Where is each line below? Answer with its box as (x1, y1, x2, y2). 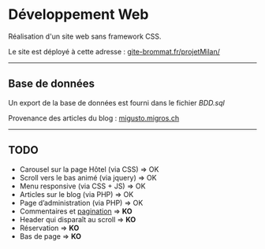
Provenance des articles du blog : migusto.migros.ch (8, 113, 180, 123)
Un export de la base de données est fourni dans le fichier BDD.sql (8, 98, 225, 107)
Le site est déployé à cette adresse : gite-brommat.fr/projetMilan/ (8, 46, 221, 56)
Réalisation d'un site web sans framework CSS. (8, 32, 162, 41)
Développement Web (8, 6, 149, 24)
